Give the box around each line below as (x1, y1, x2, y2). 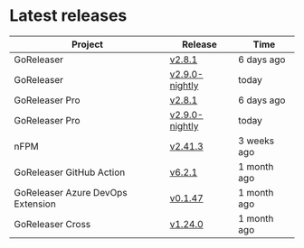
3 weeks (238, 134, 274, 147)
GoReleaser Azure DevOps (14, 186, 128, 198)
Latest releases (9, 5, 128, 26)
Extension (14, 197, 56, 210)
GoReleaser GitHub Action (14, 166, 126, 179)
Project (71, 38, 104, 51)
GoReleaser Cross (14, 217, 91, 230)
